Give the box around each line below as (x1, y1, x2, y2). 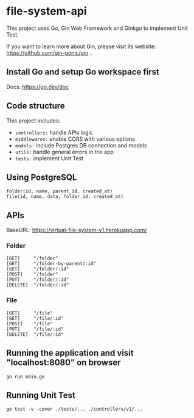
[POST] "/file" (6, 321, 53, 327)
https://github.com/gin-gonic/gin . (6, 49, 92, 56)
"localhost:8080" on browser (6, 358, 121, 368)
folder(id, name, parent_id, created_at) (6, 188, 113, 194)
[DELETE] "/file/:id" (6, 331, 64, 338)
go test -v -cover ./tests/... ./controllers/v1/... (6, 406, 143, 413)
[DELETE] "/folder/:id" (6, 282, 69, 288)
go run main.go (6, 374, 45, 380)
